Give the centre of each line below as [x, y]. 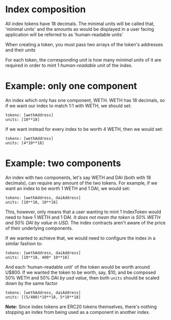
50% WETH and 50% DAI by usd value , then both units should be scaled [82, 277]
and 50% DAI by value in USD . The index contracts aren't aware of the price [86, 223]
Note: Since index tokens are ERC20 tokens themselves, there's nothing [81, 307]
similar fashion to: [24, 243]
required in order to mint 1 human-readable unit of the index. [69, 65]
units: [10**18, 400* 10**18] [38, 257]
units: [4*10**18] [25, 143]
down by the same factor [31, 283]
